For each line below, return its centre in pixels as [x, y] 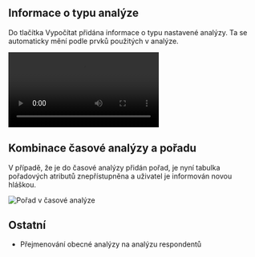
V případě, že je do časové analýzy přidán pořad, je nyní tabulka [114, 167]
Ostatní [27, 225]
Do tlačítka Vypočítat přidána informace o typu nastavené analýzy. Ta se [128, 32]
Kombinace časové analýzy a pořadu [102, 149]
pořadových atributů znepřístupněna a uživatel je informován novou [120, 176]
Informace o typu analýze [73, 13]
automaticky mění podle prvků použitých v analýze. [93, 41]
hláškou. [22, 184]
